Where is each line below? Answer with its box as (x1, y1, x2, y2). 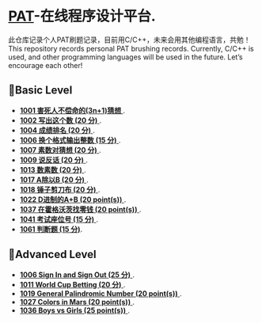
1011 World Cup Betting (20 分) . (19, 279, 126, 289)
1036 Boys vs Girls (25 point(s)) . (19, 306, 131, 315)
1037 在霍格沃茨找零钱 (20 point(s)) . (19, 204, 142, 214)
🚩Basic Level (8, 84, 73, 97)
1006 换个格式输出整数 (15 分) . (19, 135, 121, 145)
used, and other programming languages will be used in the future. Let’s (8, 52, 243, 62)
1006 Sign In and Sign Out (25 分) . (19, 270, 135, 279)
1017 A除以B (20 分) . (19, 175, 89, 184)
